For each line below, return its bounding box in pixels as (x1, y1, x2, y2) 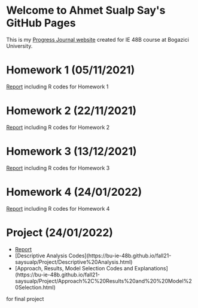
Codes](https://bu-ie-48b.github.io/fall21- (68, 252, 172, 259)
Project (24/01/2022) (6, 226, 114, 239)
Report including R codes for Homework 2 (6, 124, 110, 131)
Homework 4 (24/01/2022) (6, 185, 142, 199)
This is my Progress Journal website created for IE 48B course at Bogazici (6, 36, 190, 43)
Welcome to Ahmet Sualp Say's (6, 4, 166, 17)
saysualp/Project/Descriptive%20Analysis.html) (14, 258, 133, 266)
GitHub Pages (6, 16, 76, 30)
